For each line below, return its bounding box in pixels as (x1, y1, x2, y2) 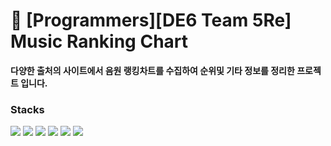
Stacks (10, 102, 45, 116)
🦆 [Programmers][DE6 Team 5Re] (10, 9, 292, 32)
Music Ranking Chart (10, 30, 189, 53)
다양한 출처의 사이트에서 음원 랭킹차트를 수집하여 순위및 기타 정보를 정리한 (10, 64, 295, 76)
